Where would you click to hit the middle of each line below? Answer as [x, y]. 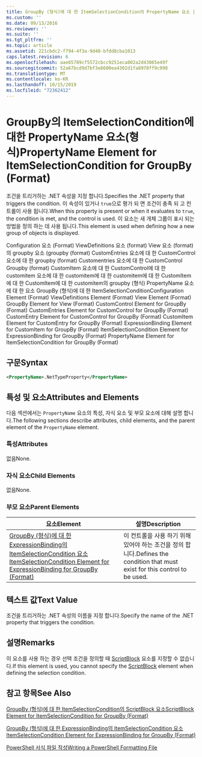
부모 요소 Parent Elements [43, 506]
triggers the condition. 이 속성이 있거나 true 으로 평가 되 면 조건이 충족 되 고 [96, 203]
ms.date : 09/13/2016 [32, 23]
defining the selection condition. [46, 672]
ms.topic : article [29, 46]
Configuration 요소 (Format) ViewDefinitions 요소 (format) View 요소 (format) [100, 245]
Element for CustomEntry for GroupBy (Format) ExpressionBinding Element [99, 323]
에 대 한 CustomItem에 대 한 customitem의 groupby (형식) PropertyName [95, 283]
